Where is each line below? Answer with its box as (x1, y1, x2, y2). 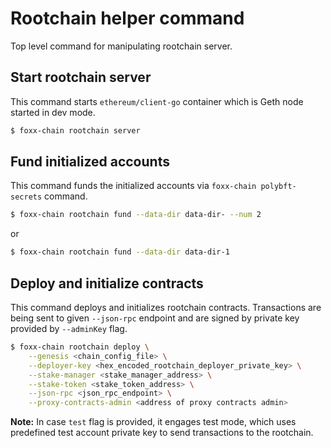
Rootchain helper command (10, 7, 245, 30)
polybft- (260, 182, 297, 192)
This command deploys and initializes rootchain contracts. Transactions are (10, 302, 322, 313)
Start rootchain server (10, 69, 152, 86)
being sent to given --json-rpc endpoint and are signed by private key (10, 312, 300, 324)
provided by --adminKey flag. (10, 323, 128, 334)
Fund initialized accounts (10, 153, 170, 171)
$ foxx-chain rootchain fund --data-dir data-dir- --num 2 (10, 210, 262, 220)
